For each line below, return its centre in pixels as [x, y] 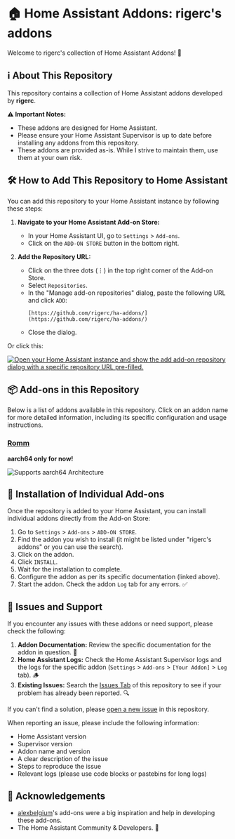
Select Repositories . [58, 285]
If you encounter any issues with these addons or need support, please [110, 624]
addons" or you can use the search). [70, 547]
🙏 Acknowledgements [56, 796]
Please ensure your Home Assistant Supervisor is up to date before [115, 135]
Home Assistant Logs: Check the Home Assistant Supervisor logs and [120, 660]
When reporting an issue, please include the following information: [103, 723]
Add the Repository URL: [54, 256]
